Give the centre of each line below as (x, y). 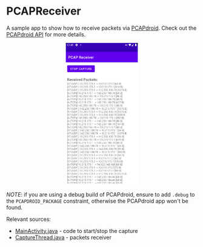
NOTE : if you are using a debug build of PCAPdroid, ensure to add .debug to (101, 194)
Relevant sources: (29, 219)
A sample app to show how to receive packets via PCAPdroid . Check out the (101, 28)
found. (15, 207)
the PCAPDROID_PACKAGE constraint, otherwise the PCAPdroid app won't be (98, 201)
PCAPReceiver (44, 11)
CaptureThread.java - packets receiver (63, 237)
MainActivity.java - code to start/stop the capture (76, 231)
